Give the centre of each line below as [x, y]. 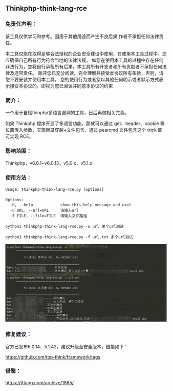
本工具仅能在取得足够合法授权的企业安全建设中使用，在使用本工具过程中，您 [86, 54]
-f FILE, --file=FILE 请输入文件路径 [49, 216]
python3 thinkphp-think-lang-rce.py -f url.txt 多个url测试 [69, 237]
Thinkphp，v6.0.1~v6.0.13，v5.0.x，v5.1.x [49, 163]
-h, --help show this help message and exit [71, 205]
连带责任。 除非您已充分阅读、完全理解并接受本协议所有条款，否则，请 [89, 73]
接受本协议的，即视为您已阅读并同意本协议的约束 [61, 86]
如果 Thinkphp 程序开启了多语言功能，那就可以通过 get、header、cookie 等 [85, 123]
